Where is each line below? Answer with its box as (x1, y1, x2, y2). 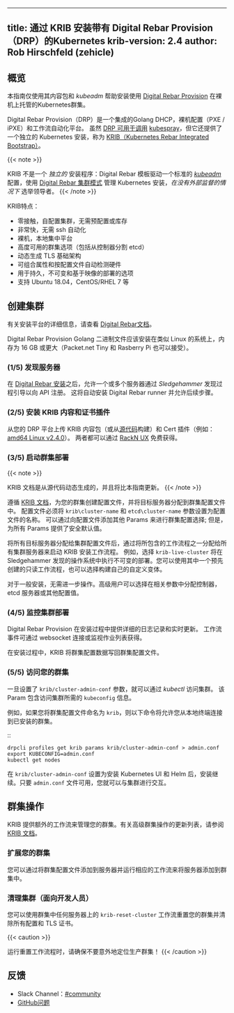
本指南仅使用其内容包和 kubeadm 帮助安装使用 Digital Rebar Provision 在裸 (7, 92, 222, 100)
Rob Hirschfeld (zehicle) (7, 47, 115, 59)
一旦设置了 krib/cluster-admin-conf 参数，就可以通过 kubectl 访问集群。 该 (7, 684, 225, 693)
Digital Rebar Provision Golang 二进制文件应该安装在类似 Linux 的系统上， (7, 335, 219, 343)
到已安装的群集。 (7, 717, 56, 725)
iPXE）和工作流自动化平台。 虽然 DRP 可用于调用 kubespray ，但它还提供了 (7, 124, 223, 132)
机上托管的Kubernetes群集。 (7, 100, 89, 109)
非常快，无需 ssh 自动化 (17, 226, 86, 234)
